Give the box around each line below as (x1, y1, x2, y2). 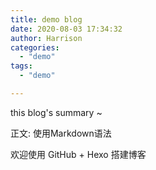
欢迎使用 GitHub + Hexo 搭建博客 (10, 148, 147, 160)
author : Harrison (10, 33, 83, 43)
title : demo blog (10, 14, 83, 25)
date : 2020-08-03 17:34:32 (10, 24, 123, 34)
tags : (10, 61, 33, 71)
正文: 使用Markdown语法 (10, 127, 112, 139)
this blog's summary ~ (10, 106, 103, 118)
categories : (10, 42, 60, 53)
